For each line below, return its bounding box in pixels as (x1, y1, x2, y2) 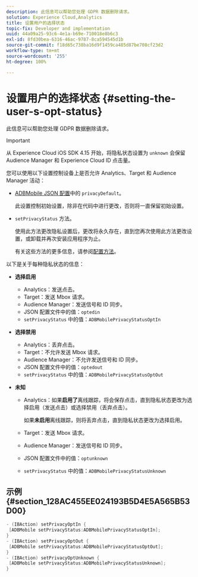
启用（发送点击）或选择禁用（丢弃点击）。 (29, 404, 131, 411)
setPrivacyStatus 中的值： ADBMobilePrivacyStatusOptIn (23, 316, 161, 323)
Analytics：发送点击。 (23, 286, 78, 293)
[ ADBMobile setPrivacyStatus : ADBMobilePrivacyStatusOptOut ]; (8, 544, 164, 550)
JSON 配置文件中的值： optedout (23, 364, 103, 371)
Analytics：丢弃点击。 (23, 341, 78, 348)
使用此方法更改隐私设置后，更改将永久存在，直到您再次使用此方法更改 (14, 228, 187, 235)
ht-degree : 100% (6, 59, 46, 65)
